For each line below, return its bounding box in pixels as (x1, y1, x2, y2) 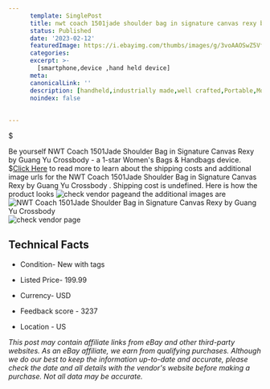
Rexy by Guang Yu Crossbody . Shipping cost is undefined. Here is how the (8, 181, 258, 190)
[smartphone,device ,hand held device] (37, 64, 171, 72)
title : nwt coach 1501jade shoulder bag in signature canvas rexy (29, 19, 257, 27)
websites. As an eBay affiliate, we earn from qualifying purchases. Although (8, 346, 261, 355)
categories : (29, 49, 70, 57)
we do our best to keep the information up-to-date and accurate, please (8, 354, 248, 364)
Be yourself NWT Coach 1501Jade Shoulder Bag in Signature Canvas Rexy (8, 146, 255, 156)
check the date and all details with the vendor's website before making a (8, 362, 251, 372)
